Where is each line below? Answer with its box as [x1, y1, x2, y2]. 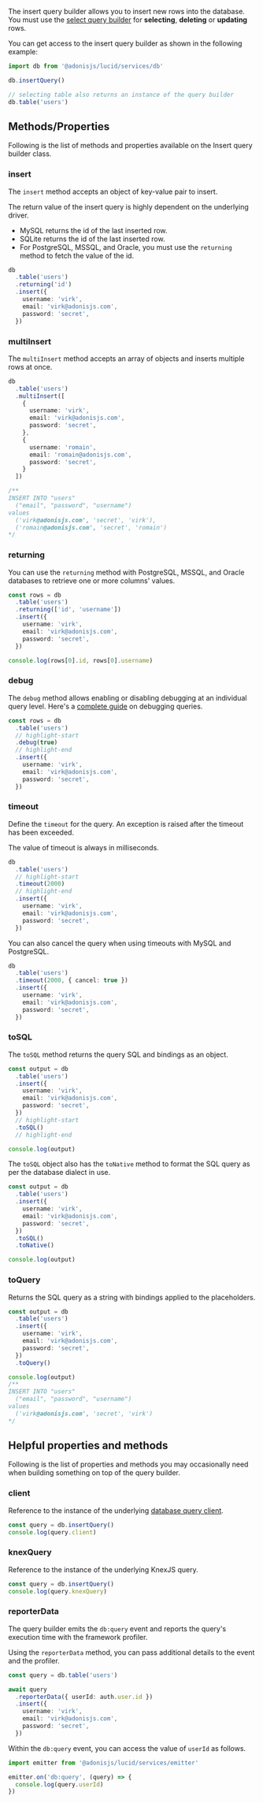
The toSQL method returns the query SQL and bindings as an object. [8, 1050, 228, 1059]
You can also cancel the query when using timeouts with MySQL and [8, 938, 232, 948]
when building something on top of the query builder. [8, 1468, 181, 1478]
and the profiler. [8, 1656, 61, 1665]
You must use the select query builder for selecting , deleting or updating [8, 15, 248, 24]
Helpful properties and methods [8, 1439, 169, 1452]
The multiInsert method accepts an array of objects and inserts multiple [8, 354, 245, 363]
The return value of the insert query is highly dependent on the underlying [8, 202, 250, 211]
